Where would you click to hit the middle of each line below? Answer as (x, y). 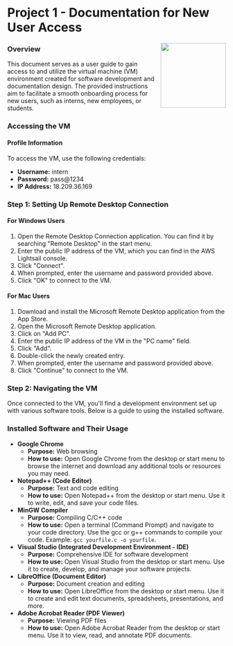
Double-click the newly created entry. (71, 355)
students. (21, 108)
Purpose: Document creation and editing (86, 584)
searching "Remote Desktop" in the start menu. (85, 243)
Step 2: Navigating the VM (52, 388)
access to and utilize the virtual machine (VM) (73, 71)
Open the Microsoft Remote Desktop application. (87, 326)
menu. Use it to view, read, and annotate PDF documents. (110, 635)
